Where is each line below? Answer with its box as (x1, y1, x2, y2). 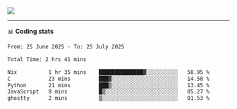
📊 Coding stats (7, 27, 54, 35)
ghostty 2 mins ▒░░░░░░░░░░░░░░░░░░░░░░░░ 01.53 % (7, 95, 210, 102)
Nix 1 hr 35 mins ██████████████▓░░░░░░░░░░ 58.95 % (7, 68, 210, 76)
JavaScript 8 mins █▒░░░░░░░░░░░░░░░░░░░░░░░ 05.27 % (7, 88, 210, 96)
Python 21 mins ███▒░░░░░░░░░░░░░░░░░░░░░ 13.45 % (7, 82, 210, 89)
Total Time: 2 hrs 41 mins (7, 56, 87, 63)
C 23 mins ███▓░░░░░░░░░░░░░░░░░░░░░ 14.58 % (7, 75, 210, 82)
